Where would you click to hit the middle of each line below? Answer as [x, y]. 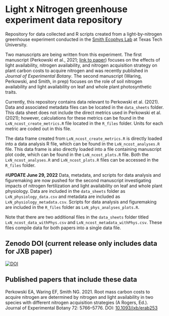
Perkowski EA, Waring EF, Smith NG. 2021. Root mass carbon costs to [78, 292]
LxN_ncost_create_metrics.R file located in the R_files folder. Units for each [84, 123]
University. [16, 44]
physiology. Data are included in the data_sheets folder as [65, 191]
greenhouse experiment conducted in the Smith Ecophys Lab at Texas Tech [84, 39]
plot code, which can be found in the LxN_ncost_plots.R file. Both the [77, 154]
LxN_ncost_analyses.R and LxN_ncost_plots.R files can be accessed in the [82, 160]
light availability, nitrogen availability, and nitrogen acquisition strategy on [81, 65]
